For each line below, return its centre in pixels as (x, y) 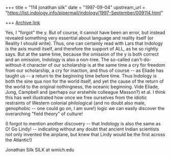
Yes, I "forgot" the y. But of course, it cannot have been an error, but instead (85, 32)
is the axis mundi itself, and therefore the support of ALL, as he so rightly (82, 49)
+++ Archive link (23, 23)
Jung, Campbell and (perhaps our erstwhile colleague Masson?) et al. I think (86, 92)
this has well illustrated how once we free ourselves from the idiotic (76, 97)
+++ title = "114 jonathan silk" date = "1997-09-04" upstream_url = (75, 7)
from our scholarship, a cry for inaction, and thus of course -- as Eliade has (84, 70)
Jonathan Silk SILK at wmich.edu (40, 150)
